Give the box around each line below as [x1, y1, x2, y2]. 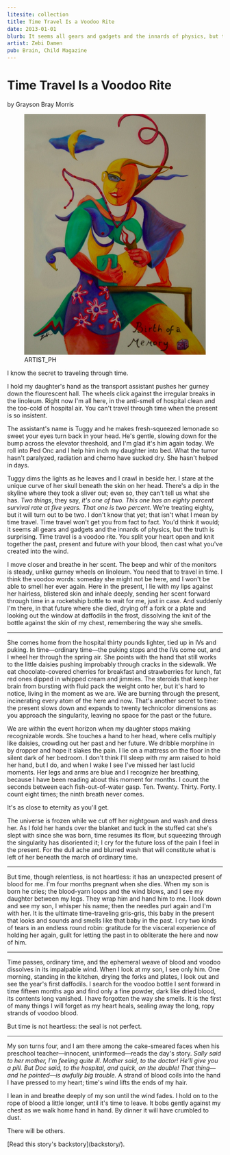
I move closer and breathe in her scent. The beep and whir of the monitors [7, 561, 217, 569]
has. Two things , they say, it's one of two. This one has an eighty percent [7, 496, 214, 504]
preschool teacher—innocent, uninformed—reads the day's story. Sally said [7, 1049, 221, 1058]
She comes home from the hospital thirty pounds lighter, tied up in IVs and [7, 638, 217, 647]
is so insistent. [7, 411, 48, 420]
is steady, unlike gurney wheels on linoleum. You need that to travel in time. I [7, 568, 223, 576]
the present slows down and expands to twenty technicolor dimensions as [7, 704, 217, 712]
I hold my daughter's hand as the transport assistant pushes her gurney [7, 382, 209, 391]
